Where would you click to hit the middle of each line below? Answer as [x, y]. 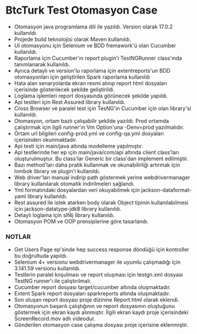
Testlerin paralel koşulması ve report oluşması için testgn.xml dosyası [98, 275]
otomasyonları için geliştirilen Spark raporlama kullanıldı [82, 77]
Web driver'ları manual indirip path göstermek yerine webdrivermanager [102, 177]
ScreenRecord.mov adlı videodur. [55, 319]
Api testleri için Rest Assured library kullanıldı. [70, 102]
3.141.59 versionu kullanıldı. [47, 268]
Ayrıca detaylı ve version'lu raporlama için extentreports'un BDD [92, 70]
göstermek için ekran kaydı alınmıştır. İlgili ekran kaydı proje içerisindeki [101, 312]
